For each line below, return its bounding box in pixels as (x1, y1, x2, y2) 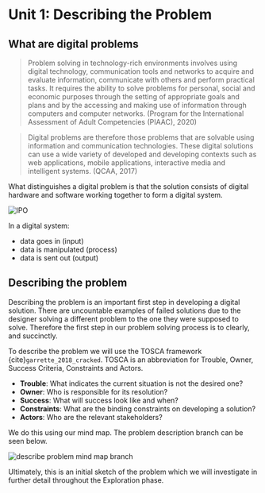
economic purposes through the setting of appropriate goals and (27, 92, 240, 101)
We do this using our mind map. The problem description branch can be (8, 427, 244, 437)
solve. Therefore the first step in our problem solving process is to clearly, (8, 322, 250, 332)
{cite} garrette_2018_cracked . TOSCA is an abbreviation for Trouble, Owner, (8, 355, 254, 364)
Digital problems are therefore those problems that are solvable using (27, 133, 255, 142)
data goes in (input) (19, 237, 85, 245)
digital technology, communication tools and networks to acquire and (27, 67, 254, 76)
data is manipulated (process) (19, 245, 117, 254)
